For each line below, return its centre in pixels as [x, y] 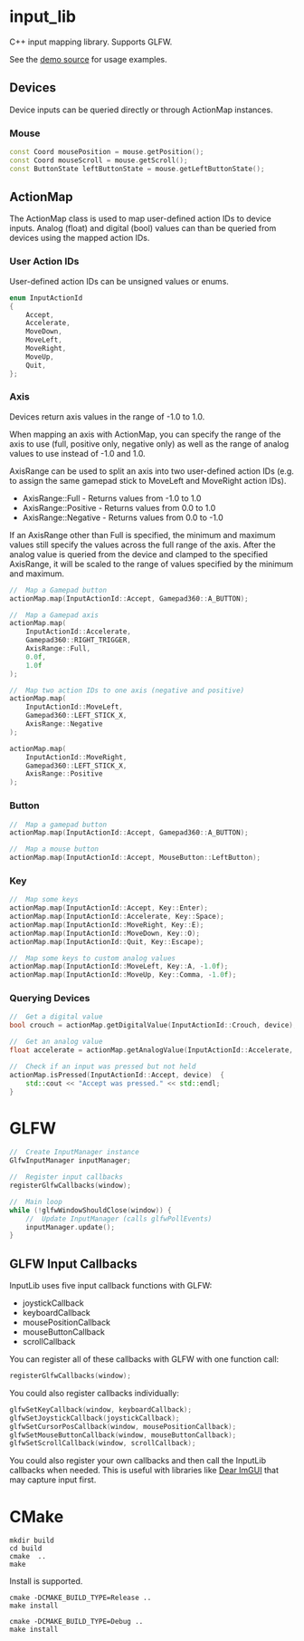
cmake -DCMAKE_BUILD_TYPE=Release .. [81, 1598]
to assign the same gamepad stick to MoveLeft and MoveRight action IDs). [148, 480]
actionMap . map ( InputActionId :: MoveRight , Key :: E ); [107, 925]
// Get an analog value [56, 1042]
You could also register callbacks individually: [94, 1393]
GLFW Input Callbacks [73, 1264]
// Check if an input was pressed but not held [103, 1067]
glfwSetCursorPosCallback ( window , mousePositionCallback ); [123, 1426]
